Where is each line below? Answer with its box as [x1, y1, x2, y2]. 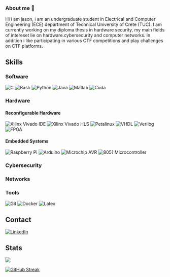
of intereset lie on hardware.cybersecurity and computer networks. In [5, 32, 151, 39]
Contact [5, 215, 31, 224]
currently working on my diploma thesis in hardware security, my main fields [5, 27, 165, 33]
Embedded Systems [5, 138, 49, 144]
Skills [5, 58, 23, 66]
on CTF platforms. [5, 43, 43, 49]
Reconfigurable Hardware [5, 110, 61, 116]
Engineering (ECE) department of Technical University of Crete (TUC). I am [5, 21, 162, 27]
